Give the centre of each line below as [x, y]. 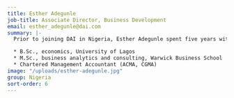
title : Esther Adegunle [42, 13]
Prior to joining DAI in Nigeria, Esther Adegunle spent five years [115, 39]
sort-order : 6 [28, 84]
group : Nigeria [29, 77]
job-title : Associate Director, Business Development [87, 20]
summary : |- [24, 33]
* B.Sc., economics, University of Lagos [75, 52]
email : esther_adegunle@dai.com [54, 26]
